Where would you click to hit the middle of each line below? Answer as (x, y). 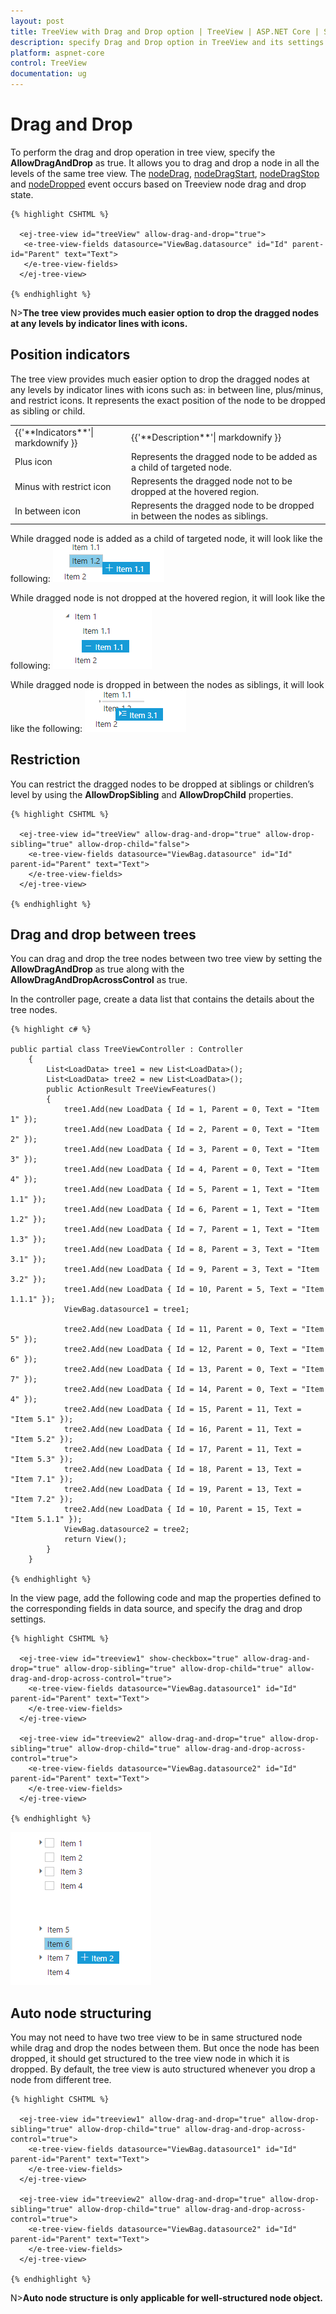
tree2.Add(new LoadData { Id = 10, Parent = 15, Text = (182, 1510)
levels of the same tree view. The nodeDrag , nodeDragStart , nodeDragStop (165, 173)
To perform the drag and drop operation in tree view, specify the (143, 152)
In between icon (47, 511)
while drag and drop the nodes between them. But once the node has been (165, 2048)
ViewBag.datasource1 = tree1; (126, 1310)
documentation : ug (48, 74)
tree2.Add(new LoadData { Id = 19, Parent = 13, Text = (182, 1490)
